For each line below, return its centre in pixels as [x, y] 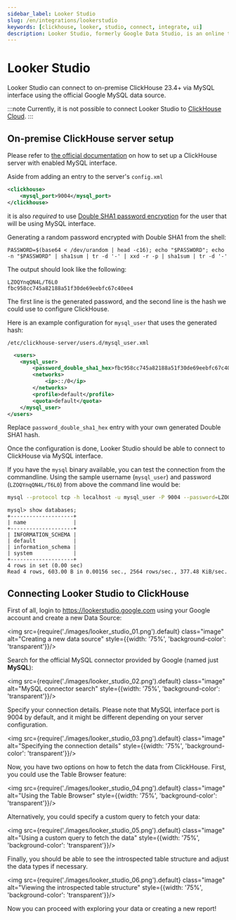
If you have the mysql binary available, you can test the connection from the [117, 470]
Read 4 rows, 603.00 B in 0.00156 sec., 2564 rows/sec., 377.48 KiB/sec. [118, 572]
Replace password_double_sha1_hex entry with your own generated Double [114, 427]
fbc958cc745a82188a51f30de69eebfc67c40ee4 [70, 288]
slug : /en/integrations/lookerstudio [63, 20]
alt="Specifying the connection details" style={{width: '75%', [96, 746]
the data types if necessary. [48, 867]
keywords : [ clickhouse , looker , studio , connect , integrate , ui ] [105, 27]
